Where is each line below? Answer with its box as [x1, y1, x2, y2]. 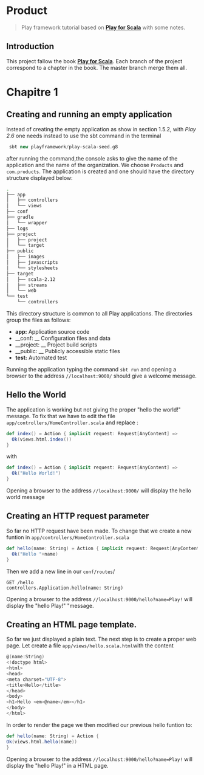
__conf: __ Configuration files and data [15, 335, 111, 342]
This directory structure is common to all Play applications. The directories [6, 310, 192, 317]
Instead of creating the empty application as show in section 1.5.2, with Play [6, 125, 196, 133]
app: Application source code [15, 328, 90, 335]
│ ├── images [6, 253, 45, 260]
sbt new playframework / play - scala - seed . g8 [8, 143, 118, 150]
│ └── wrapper [6, 219, 47, 226]
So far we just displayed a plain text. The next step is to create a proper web [6, 636, 197, 643]
